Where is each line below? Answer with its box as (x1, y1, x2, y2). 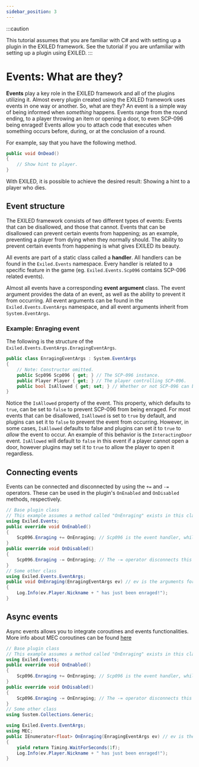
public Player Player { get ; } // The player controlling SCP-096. (17, 378, 187, 384)
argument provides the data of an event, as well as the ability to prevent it (6, 291, 185, 298)
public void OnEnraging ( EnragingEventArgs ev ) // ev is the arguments (6, 579, 184, 585)
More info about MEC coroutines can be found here (6, 634, 132, 641)
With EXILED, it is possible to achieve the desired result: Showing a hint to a (6, 178, 191, 185)
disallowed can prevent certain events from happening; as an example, (6, 229, 179, 236)
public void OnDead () (6, 150, 60, 156)
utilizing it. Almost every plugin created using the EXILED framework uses (6, 96, 185, 103)
